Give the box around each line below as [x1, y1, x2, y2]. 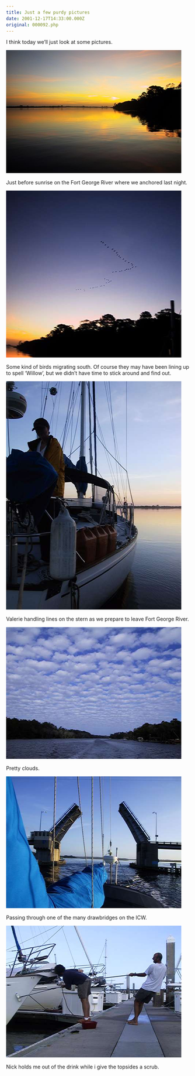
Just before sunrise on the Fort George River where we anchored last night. [6, 179, 188, 186]
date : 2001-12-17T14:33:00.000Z [6, 15, 85, 22]
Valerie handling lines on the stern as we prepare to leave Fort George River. [6, 615, 189, 623]
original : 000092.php [6, 22, 59, 28]
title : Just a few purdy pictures [6, 9, 90, 15]
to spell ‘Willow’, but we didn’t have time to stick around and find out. [6, 369, 171, 377]
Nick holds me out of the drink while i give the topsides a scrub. [6, 1063, 159, 1071]
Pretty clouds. [6, 765, 40, 772]
